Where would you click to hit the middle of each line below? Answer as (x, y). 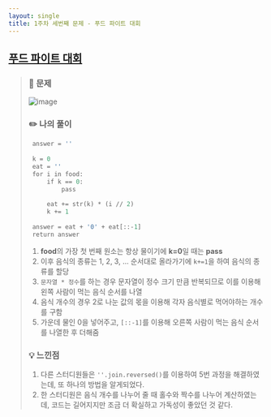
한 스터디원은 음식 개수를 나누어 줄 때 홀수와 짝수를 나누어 (131, 395)
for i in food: (58, 174)
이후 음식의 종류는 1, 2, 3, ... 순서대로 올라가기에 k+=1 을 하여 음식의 (146, 261)
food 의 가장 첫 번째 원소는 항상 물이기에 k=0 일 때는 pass (131, 251)
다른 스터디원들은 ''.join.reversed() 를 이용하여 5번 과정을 (136, 375)
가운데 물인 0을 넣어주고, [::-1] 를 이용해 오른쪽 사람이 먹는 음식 (142, 322)
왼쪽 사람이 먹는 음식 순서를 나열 (91, 291)
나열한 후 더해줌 (74, 332)
